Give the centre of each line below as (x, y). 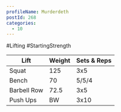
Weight (60, 61)
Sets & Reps (94, 61)
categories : (21, 23)
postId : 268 (21, 17)
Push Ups (23, 100)
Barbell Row (26, 90)
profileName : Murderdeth (38, 12)
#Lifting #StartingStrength (39, 46)
